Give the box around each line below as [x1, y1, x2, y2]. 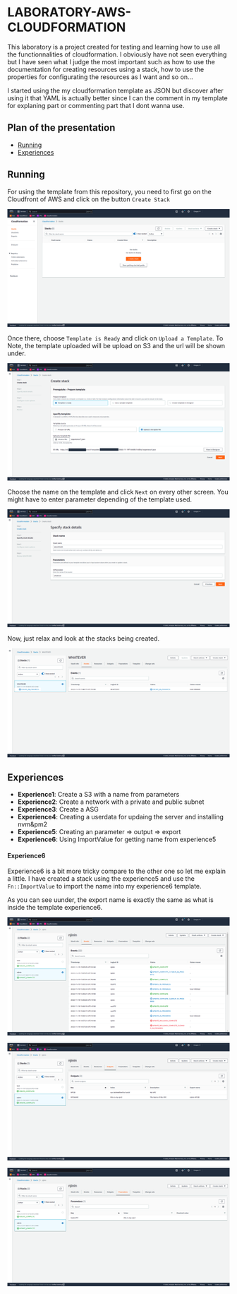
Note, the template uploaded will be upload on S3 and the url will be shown [7, 341, 226, 350]
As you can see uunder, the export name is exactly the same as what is [7, 896, 214, 904]
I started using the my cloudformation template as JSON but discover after [7, 86, 224, 95]
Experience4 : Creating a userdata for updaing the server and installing [17, 813, 224, 821]
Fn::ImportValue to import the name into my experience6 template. [7, 882, 202, 891]
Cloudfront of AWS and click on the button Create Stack [7, 195, 171, 203]
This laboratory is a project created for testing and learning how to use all [7, 42, 221, 51]
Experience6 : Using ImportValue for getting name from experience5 [17, 835, 217, 844]
